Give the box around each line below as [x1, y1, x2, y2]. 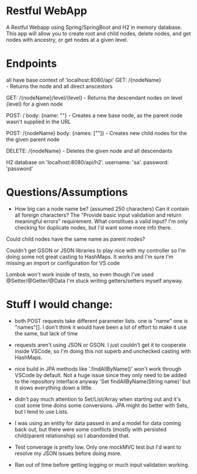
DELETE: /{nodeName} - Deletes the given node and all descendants [6, 147, 172, 154]
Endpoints [6, 57, 57, 70]
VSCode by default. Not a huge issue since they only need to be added [14, 371, 187, 378]
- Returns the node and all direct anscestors [6, 83, 113, 90]
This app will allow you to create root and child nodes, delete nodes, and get [6, 30, 191, 37]
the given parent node [6, 136, 60, 143]
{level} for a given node [6, 100, 63, 107]
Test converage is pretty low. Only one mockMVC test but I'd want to [14, 443, 181, 450]
